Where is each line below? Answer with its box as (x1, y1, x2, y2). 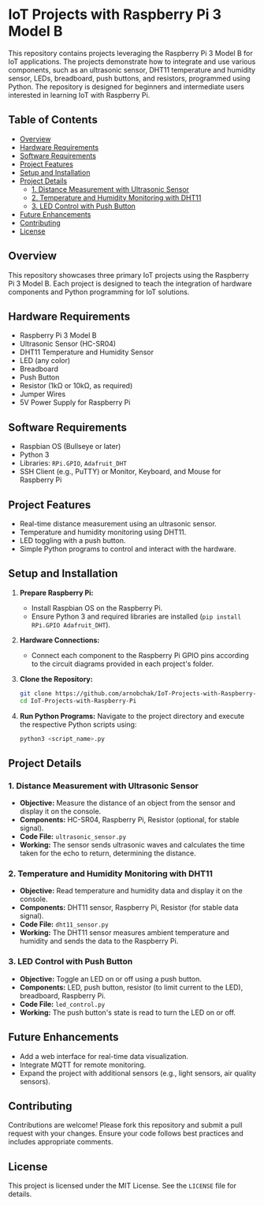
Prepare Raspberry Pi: (19, 588, 94, 597)
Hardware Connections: (19, 635, 100, 645)
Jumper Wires (19, 389, 66, 399)
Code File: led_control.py (19, 999, 106, 1009)
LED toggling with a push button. (19, 536, 126, 545)
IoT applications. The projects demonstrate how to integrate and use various (8, 57, 256, 66)
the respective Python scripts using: (19, 720, 137, 729)
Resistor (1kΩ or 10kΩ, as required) (19, 381, 133, 391)
